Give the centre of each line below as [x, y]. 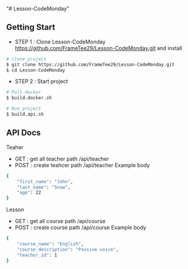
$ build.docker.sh [29, 98]
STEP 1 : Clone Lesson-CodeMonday [60, 42]
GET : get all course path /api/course [60, 221]
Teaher [15, 147]
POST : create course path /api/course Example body [80, 228]
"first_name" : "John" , [45, 181]
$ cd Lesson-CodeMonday [36, 70]
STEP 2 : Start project [41, 81]
